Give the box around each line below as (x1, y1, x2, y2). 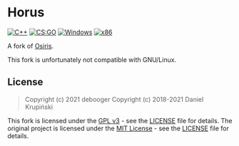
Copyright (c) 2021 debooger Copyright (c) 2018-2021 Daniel (24, 95, 204, 103)
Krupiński (24, 103, 54, 111)
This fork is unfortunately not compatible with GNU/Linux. (7, 55, 177, 64)
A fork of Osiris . (7, 41, 54, 50)
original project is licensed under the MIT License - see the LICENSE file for (7, 124, 230, 132)
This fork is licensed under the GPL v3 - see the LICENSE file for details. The (7, 116, 233, 125)
